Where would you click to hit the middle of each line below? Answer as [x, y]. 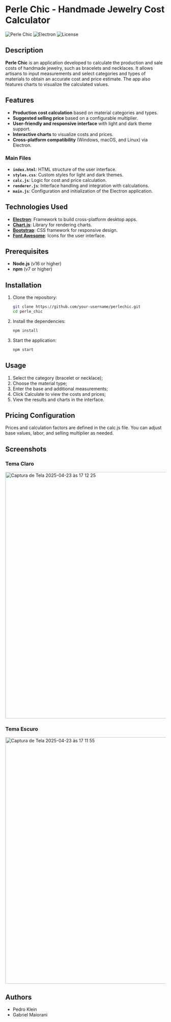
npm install [25, 331]
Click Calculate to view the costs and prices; [59, 394]
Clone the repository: [35, 298]
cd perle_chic [27, 312]
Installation [23, 285]
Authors [19, 997]
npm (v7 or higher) [32, 269]
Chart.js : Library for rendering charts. [52, 225]
